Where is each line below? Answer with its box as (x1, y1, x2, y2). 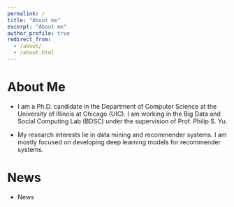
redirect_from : (7, 36, 52, 43)
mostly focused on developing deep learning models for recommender (17, 137, 221, 146)
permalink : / (7, 10, 45, 17)
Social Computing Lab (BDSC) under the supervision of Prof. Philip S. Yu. (17, 116, 228, 125)
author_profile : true (7, 29, 71, 37)
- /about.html (13, 49, 54, 56)
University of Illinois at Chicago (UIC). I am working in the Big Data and (17, 109, 221, 118)
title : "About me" (7, 17, 61, 24)
